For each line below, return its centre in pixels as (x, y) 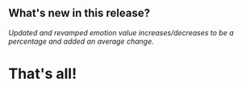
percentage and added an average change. (81, 41)
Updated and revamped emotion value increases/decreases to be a (121, 32)
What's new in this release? (79, 13)
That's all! (43, 74)
